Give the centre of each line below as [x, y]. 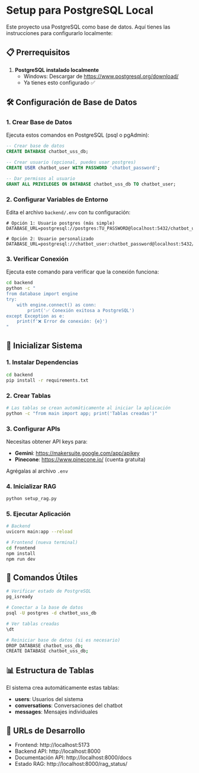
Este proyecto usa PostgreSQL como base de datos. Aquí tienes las [88, 27]
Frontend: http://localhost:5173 [52, 744]
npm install [21, 554]
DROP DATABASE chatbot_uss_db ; [45, 646]
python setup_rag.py [32, 499]
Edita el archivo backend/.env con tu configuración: [68, 212]
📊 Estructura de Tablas [50, 670]
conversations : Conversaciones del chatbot [69, 706]
